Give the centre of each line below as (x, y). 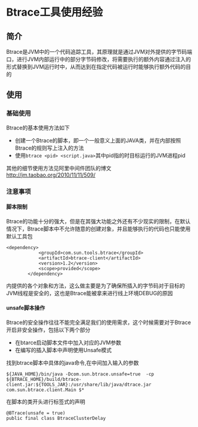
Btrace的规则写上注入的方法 (49, 148)
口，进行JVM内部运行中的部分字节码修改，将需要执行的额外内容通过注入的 (99, 59)
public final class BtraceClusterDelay (56, 419)
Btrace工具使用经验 (55, 12)
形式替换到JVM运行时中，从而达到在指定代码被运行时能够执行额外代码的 (96, 67)
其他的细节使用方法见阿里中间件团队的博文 (59, 168)
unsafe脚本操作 (26, 308)
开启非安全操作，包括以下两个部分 (48, 330)
